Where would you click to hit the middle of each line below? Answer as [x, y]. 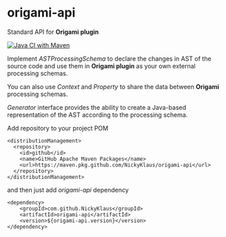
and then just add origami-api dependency [68, 190]
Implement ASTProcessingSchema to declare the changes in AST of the [109, 58]
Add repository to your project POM [58, 128]
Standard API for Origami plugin [53, 32]
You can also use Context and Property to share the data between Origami [113, 86]
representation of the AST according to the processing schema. [97, 115]
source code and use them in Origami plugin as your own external [102, 66]
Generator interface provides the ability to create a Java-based [97, 107]
